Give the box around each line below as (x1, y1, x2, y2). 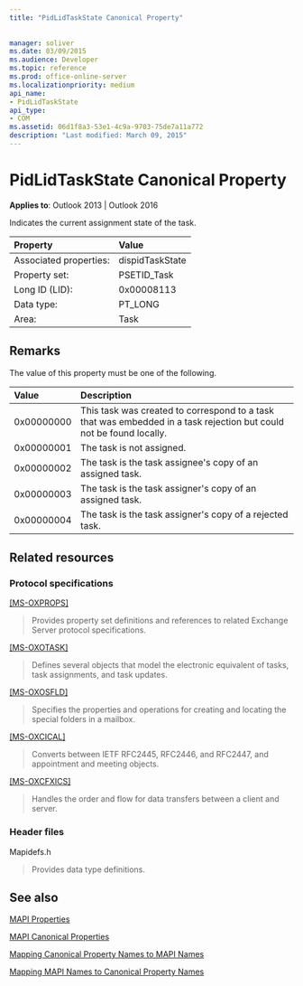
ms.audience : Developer (9, 55, 99, 64)
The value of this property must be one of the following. (9, 367, 217, 378)
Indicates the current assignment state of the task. (9, 217, 197, 228)
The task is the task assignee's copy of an (80, 455, 259, 468)
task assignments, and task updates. (31, 670, 169, 681)
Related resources (9, 550, 115, 566)
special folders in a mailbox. (31, 714, 136, 725)
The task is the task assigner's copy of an (80, 482, 257, 494)
